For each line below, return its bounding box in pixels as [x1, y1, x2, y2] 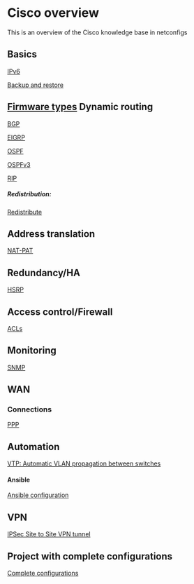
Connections [7, 405, 52, 414]
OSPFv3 [7, 160, 31, 169]
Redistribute [7, 208, 43, 216]
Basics [7, 48, 37, 60]
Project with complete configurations [7, 550, 173, 562]
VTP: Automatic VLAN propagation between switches [7, 459, 161, 468]
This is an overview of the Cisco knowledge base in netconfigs [7, 28, 188, 36]
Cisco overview [7, 5, 100, 21]
